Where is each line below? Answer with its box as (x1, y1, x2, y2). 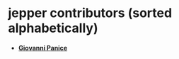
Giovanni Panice (18, 43, 68, 52)
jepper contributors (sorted (8, 5, 173, 21)
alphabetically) (8, 20, 98, 36)
